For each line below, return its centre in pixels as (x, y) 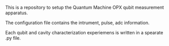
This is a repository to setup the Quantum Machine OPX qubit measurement (85, 7)
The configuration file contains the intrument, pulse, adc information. (77, 23)
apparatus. (17, 13)
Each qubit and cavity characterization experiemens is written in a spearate (84, 32)
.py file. (13, 38)
